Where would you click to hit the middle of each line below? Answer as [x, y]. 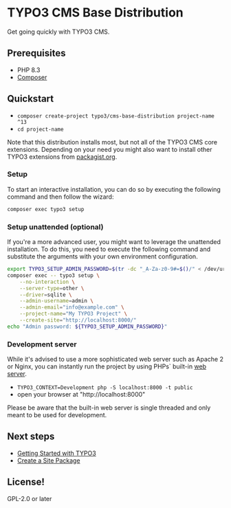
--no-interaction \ [47, 282]
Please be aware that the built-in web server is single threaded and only [109, 408]
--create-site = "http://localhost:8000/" [78, 320]
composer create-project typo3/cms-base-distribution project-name [115, 116]
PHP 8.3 [29, 69]
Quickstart [31, 99]
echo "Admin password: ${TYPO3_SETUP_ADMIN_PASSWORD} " [87, 327]
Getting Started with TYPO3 [56, 453]
